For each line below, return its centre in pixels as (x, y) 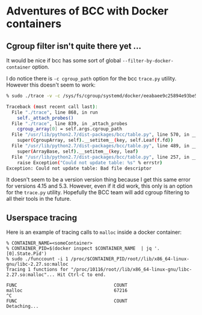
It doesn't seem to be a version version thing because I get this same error (99, 180)
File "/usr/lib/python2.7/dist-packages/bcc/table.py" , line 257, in (100, 157)
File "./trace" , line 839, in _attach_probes (70, 124)
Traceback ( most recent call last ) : (52, 106)
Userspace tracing (41, 218)
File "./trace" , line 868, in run (55, 112)
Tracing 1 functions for (37, 270)
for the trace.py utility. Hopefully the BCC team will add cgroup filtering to (98, 192)
